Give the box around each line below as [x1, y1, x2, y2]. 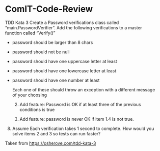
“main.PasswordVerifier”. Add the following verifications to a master [5, 24, 142, 30]
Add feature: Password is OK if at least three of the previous [19, 101, 141, 107]
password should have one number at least [12, 77, 100, 83]
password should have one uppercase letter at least [12, 58, 117, 64]
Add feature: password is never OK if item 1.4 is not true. [19, 116, 134, 122]
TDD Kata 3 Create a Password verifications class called [5, 20, 119, 25]
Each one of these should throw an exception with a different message [12, 86, 156, 92]
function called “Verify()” [5, 30, 55, 36]
